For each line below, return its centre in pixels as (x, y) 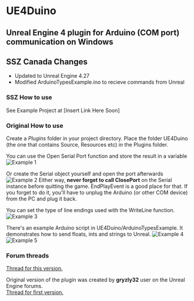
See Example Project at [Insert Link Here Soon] (63, 110)
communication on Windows (60, 42)
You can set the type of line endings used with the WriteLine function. (91, 210)
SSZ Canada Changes (47, 62)
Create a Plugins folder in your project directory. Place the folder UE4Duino (97, 138)
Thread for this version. (34, 269)
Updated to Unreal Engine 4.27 (52, 76)
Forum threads (28, 256)
